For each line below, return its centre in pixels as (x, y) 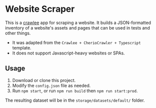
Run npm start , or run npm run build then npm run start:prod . (75, 91)
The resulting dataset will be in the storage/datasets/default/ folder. (75, 100)
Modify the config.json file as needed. (51, 85)
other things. (18, 33)
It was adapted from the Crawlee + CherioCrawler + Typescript (77, 42)
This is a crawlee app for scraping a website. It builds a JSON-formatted (78, 23)
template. (22, 48)
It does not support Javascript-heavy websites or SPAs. (68, 53)
